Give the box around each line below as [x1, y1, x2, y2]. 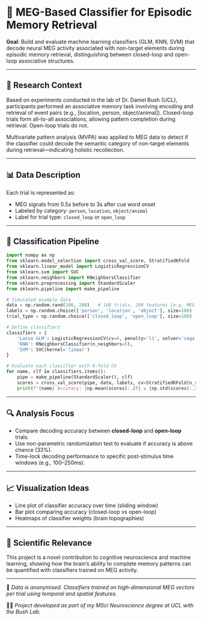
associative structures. [18, 57, 75, 64]
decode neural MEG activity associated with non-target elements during [6, 44, 185, 52]
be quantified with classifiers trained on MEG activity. [6, 567, 138, 574]
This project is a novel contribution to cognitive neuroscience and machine [6, 554, 191, 561]
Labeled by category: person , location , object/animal [14, 207, 148, 214]
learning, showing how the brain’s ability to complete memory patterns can [6, 560, 191, 567]
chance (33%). [14, 446, 52, 454]
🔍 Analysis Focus [6, 409, 75, 419]
